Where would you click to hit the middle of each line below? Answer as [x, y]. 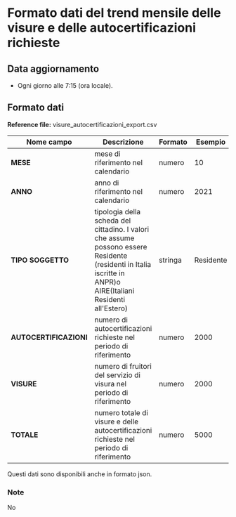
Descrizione [123, 142]
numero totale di [122, 412]
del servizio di [117, 375]
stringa [171, 260]
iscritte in [110, 273]
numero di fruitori [123, 366]
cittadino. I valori [122, 229]
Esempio [211, 142]
